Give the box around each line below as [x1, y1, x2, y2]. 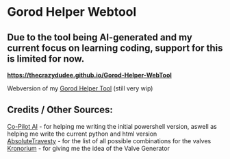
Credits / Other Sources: [7, 104, 113, 116]
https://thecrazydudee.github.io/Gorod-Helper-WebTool [7, 71, 172, 79]
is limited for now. [7, 53, 85, 64]
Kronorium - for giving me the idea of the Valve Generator [7, 144, 170, 152]
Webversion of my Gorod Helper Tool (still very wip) [7, 84, 153, 93]
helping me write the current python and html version [7, 130, 157, 138]
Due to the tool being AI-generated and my [7, 32, 193, 43]
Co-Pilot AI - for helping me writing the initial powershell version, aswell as [7, 122, 217, 130]
